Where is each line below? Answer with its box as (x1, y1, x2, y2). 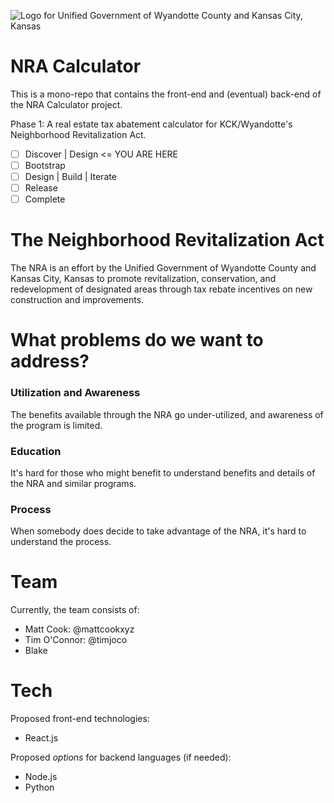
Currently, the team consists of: (10, 604, 140, 616)
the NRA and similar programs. (10, 477, 137, 489)
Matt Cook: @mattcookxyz (24, 623, 135, 635)
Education (10, 444, 62, 458)
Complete (24, 193, 66, 205)
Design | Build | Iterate (24, 171, 117, 183)
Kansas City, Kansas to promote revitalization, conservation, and (10, 273, 277, 285)
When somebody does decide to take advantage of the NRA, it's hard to (10, 525, 307, 537)
